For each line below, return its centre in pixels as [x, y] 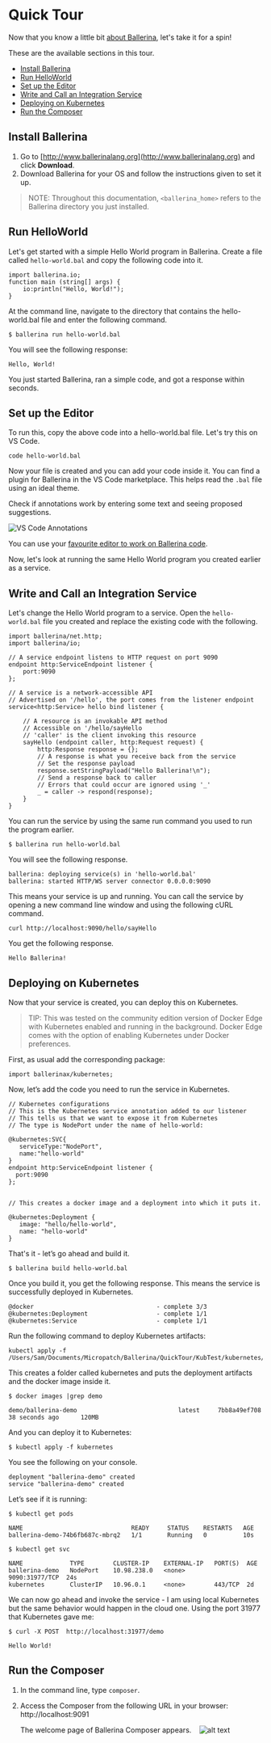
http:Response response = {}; [88, 749]
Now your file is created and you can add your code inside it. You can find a [134, 471]
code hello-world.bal [45, 456]
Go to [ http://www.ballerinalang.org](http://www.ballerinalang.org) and [138, 156]
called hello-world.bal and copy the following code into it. [106, 260]
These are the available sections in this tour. [81, 53]
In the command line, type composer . [80, 1690]
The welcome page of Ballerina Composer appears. [106, 1730]
